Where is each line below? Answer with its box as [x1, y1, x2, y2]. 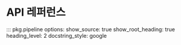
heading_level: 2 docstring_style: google [6, 32, 107, 39]
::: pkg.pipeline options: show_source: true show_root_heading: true [6, 25, 176, 33]
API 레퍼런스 [6, 5, 66, 19]
